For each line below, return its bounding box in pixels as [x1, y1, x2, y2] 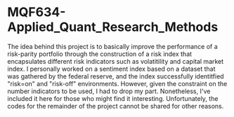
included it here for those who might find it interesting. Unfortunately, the [7, 94, 219, 102]
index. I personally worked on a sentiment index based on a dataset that [7, 64, 216, 73]
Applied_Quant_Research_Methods [7, 19, 219, 35]
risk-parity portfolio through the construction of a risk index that [7, 50, 192, 58]
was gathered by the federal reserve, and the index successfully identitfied [7, 71, 224, 81]
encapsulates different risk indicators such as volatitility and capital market [7, 57, 224, 65]
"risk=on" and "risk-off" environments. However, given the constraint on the [7, 79, 228, 88]
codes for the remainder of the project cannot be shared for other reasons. [7, 102, 224, 110]
